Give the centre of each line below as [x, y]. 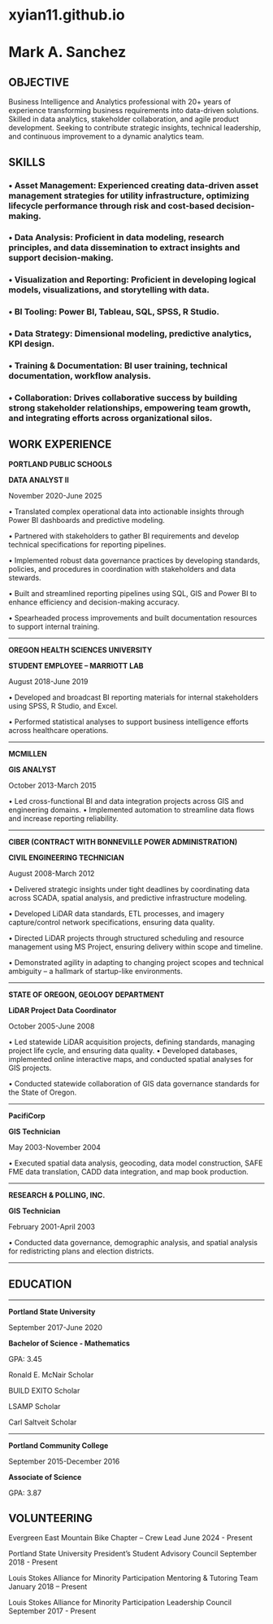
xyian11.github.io [67, 15]
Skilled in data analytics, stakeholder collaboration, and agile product [124, 119]
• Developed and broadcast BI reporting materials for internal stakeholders [133, 697]
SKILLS [27, 162]
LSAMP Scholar [35, 1406]
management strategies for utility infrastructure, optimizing [129, 195]
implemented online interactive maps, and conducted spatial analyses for [131, 1059]
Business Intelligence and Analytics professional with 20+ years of [120, 102]
